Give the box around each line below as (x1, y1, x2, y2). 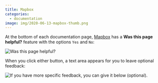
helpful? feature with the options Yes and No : (5, 39, 95, 45)
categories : (5, 12, 29, 17)
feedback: (5, 63, 25, 69)
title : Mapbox (5, 7, 34, 12)
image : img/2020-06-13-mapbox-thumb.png (5, 20, 89, 26)
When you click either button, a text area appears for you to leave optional (5, 58, 154, 64)
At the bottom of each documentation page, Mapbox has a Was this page (5, 34, 153, 40)
